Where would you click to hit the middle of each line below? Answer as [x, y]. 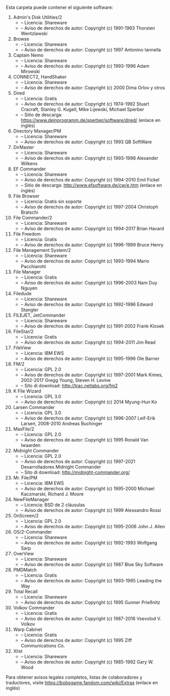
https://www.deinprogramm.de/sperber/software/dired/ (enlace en [91, 120]
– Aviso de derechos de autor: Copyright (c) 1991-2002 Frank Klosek [92, 326]
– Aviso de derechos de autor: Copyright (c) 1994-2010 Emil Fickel [90, 180]
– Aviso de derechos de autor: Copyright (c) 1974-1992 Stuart [85, 104]
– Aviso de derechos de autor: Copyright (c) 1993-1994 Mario [85, 261]
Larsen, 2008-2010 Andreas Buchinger [62, 423]
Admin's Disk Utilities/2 [38, 17]
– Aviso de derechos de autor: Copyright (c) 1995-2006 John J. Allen [93, 526]
